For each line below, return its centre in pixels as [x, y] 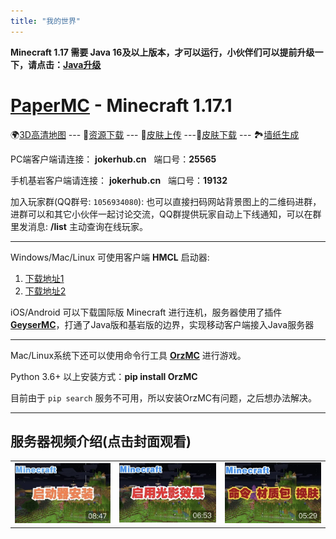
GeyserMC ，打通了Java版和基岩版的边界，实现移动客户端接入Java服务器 [162, 324]
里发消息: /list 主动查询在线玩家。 [79, 226]
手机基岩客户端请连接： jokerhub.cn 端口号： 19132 [119, 180]
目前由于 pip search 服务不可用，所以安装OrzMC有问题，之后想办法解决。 [164, 397]
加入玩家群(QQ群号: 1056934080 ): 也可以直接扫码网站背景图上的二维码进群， [166, 201]
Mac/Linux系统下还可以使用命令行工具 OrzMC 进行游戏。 [128, 355]
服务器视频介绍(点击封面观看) [101, 441]
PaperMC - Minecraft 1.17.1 [121, 105]
